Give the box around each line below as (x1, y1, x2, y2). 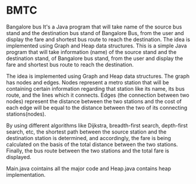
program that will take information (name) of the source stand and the (6, 48, 177, 55)
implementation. (6, 171, 46, 178)
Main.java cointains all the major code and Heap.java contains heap (6, 164, 171, 172)
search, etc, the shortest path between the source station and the (6, 128, 167, 135)
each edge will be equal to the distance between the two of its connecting (6, 104, 188, 111)
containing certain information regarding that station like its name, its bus (6, 85, 185, 92)
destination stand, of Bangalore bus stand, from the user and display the (6, 55, 183, 62)
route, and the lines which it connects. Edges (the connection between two (6, 91, 190, 99)
